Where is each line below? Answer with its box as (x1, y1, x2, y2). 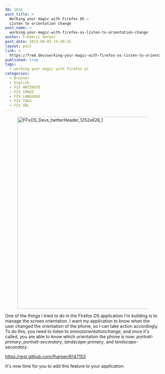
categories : (5, 71, 29, 76)
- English (9, 80, 29, 85)
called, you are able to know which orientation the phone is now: (5, 334, 136, 339)
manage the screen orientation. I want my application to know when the (5, 318, 150, 324)
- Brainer (9, 76, 29, 80)
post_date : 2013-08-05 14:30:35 (5, 39, 71, 44)
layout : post (5, 44, 32, 49)
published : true (5, 57, 38, 62)
